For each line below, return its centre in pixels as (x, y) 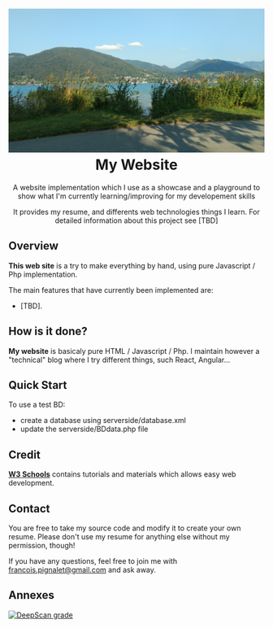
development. (31, 483)
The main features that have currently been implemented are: (111, 290)
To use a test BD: (37, 405)
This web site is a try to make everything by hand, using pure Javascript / (132, 265)
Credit (24, 454)
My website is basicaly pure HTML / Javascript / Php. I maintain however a (134, 351)
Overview (34, 246)
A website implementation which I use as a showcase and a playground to (136, 187)
